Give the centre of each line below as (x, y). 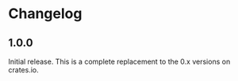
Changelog (45, 14)
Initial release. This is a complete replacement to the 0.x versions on (119, 61)
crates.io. (23, 70)
